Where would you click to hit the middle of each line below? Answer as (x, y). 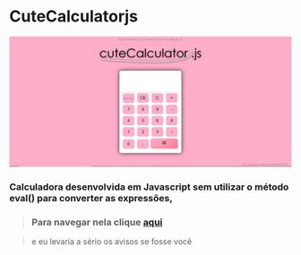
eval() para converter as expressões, (91, 199)
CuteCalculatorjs (74, 17)
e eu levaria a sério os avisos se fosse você (112, 242)
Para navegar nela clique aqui (97, 223)
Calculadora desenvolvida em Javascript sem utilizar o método (149, 187)
